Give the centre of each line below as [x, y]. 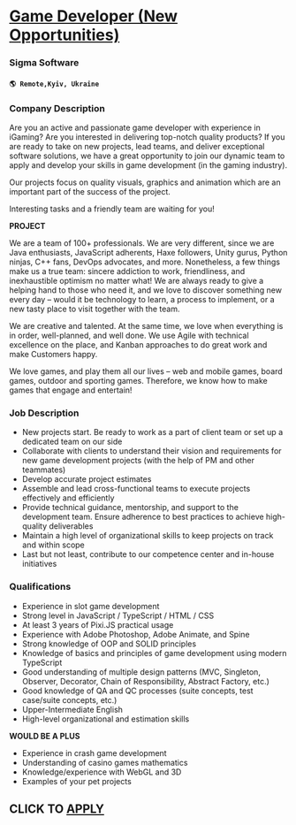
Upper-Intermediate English [72, 709]
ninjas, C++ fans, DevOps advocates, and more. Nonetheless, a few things [145, 262]
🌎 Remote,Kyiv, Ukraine [54, 84]
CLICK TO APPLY [57, 809]
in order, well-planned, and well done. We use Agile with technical [129, 335]
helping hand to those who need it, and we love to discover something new [146, 290]
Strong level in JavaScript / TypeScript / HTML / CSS [118, 615]
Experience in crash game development [94, 752]
